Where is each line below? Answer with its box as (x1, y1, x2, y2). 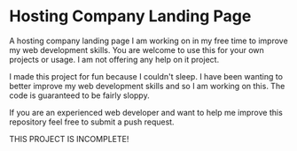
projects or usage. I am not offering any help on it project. (9, 54, 220, 64)
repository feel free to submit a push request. (9, 117, 175, 127)
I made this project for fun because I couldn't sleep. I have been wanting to (9, 71, 284, 81)
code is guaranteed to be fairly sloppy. (9, 90, 150, 101)
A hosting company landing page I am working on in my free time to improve (9, 35, 288, 46)
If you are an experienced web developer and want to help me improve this (9, 107, 284, 117)
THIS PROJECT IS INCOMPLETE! (9, 133, 129, 144)
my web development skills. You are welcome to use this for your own (9, 44, 264, 55)
